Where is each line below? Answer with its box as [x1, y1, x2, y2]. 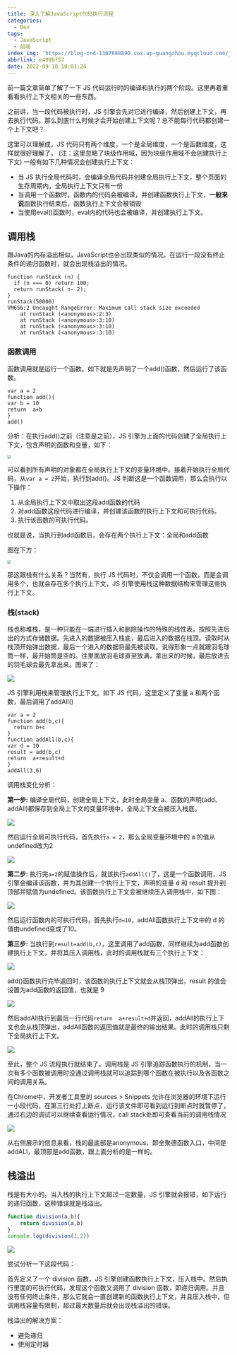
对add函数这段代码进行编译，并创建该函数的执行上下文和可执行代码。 [17, 506, 221, 515]
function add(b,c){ [7, 718, 65, 725]
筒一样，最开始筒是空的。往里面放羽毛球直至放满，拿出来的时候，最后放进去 [7, 651, 230, 660]
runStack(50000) [7, 298, 55, 306]
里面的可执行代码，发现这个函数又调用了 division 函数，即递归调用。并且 [13, 1284, 225, 1292]
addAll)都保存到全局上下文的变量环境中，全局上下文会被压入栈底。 [7, 804, 201, 813]
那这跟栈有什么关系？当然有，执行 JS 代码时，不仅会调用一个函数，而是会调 [7, 570, 229, 578]
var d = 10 [7, 743, 39, 750]
